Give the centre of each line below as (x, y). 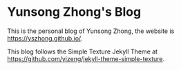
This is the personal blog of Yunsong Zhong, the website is (91, 31)
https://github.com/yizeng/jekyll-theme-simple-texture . (86, 58)
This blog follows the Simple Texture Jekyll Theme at (82, 51)
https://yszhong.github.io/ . (45, 38)
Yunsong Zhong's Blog (74, 12)
